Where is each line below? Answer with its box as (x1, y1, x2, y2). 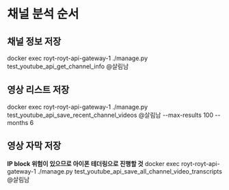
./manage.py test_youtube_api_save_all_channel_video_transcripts (37, 167, 222, 175)
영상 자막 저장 (7, 140, 62, 152)
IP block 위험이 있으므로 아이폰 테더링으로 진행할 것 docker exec (7, 159, 180, 167)
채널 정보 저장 (7, 36, 62, 47)
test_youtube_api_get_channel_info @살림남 (7, 62, 129, 70)
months (7, 118, 29, 126)
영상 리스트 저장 (7, 84, 70, 96)
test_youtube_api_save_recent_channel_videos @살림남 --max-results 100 (7, 111, 214, 119)
